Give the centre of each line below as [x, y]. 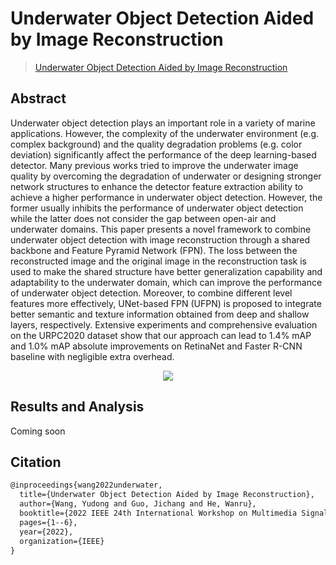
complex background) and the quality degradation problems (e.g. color [156, 144]
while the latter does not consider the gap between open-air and [143, 218]
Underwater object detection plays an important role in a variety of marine [163, 123]
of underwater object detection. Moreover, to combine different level [151, 293]
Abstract [38, 98]
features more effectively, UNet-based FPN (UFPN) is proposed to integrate [166, 303]
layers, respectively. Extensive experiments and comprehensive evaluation [164, 324]
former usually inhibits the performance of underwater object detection [157, 208]
